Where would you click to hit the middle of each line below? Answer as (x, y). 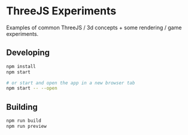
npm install (21, 66)
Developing (28, 53)
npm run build (24, 121)
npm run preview (26, 126)
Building (22, 107)
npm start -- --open (32, 88)
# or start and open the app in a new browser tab (71, 83)
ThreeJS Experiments (61, 11)
